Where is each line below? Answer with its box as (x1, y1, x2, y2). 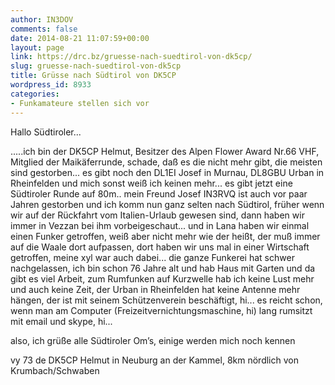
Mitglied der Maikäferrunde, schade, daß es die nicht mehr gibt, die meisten (10, 156, 323, 168)
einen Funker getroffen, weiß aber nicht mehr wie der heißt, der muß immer (10, 230, 321, 242)
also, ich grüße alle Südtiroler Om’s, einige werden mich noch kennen (10, 334, 296, 346)
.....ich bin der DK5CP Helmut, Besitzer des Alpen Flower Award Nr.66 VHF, (10, 145, 320, 157)
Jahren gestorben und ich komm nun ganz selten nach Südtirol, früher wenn (10, 198, 325, 210)
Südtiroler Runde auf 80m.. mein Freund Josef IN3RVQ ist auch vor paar (10, 187, 308, 200)
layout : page (10, 42, 65, 53)
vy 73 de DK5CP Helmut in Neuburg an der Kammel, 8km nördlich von (10, 354, 299, 366)
